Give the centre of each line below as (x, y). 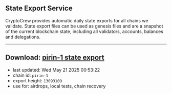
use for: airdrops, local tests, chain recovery (59, 86)
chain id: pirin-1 (30, 75)
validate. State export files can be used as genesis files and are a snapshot (84, 26)
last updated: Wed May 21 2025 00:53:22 (56, 70)
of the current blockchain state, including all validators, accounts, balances (84, 31)
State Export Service (39, 8)
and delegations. (23, 37)
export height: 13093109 (37, 80)
